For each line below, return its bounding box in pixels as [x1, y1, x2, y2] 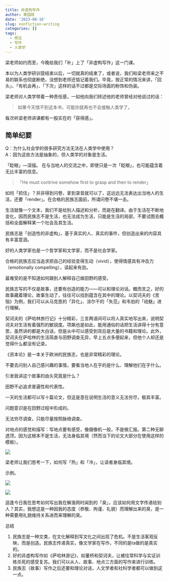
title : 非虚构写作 [5, 7, 40, 13]
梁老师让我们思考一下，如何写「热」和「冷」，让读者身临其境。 [5, 459, 135, 465]
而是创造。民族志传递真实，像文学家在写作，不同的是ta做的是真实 [21, 540, 158, 546]
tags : [5, 31, 17, 36]
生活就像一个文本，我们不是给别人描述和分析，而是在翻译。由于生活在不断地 [5, 207, 164, 213]
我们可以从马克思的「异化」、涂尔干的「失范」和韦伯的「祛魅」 [27, 299, 157, 305]
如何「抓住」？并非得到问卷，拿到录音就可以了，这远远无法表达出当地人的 [5, 190, 159, 196]
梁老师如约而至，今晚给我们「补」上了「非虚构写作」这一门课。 [5, 59, 137, 66]
